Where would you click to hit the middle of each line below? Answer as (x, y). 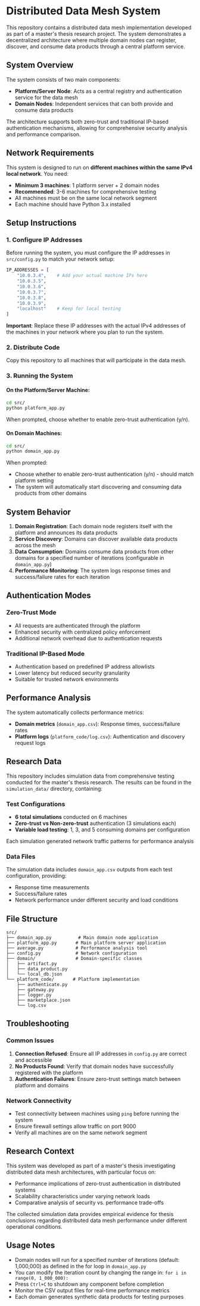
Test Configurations (36, 804)
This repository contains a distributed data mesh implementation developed (99, 27)
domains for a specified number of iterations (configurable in (90, 558)
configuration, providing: (36, 876)
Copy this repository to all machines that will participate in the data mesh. (96, 360)
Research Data (34, 761)
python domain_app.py (33, 451)
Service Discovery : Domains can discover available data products (96, 539)
